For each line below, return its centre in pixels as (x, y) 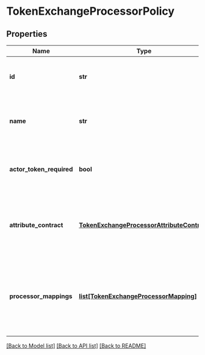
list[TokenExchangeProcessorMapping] (138, 296)
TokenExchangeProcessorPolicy (91, 11)
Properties (27, 34)
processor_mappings (41, 296)
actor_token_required (41, 169)
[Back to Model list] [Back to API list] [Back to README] (76, 346)
